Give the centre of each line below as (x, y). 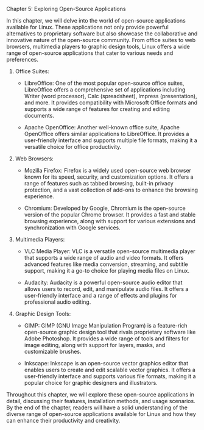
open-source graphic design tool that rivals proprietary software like (110, 332)
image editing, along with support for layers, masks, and (95, 345)
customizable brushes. (53, 351)
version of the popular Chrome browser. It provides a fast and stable (110, 215)
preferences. (22, 59)
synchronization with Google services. (72, 228)
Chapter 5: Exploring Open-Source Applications (66, 9)
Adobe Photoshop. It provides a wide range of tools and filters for (106, 339)
